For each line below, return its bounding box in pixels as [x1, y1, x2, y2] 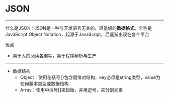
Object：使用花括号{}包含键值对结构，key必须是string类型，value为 [20, 74, 161, 80]
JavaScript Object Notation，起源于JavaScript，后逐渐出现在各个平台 [5, 31, 149, 37]
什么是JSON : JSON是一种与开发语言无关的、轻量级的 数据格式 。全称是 [5, 25, 152, 31]
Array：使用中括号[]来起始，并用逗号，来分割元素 [20, 86, 123, 93]
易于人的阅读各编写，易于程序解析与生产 [12, 52, 97, 58]
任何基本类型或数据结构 [20, 80, 69, 86]
